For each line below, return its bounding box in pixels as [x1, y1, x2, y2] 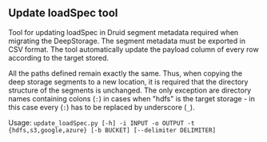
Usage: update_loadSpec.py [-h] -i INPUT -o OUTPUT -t [8, 117, 195, 127]
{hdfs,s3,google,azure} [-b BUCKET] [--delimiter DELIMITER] [8, 126, 217, 134]
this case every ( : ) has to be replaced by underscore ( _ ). [8, 102, 195, 112]
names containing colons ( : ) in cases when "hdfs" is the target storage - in [8, 93, 256, 103]
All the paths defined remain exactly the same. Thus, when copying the [8, 68, 242, 78]
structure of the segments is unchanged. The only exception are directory [8, 85, 252, 95]
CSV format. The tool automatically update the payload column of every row [8, 44, 259, 54]
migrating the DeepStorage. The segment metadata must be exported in [8, 36, 246, 45]
